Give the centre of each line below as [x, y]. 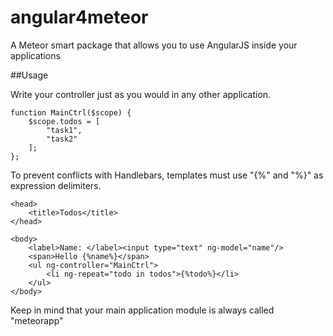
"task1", [64, 130]
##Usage [29, 75]
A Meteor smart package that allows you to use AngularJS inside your [154, 45]
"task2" [62, 139]
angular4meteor [79, 17]
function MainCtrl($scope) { [71, 112]
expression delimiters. [56, 185]
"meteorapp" [37, 320]
